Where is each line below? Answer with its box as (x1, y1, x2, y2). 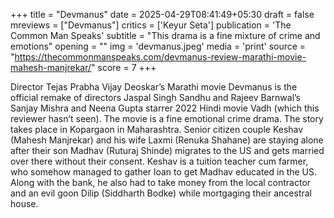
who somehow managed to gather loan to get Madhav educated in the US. (10, 166, 318, 178)
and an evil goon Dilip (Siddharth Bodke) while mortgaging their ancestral (10, 187, 312, 199)
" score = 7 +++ (91, 62, 157, 73)
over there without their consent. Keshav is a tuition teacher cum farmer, (10, 155, 309, 167)
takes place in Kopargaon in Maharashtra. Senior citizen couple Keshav (10, 124, 304, 135)
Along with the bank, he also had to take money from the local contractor (10, 177, 312, 188)
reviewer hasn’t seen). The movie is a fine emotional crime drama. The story (10, 113, 324, 124)
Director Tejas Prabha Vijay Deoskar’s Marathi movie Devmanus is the (10, 81, 298, 93)
